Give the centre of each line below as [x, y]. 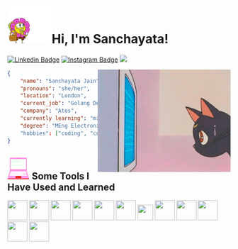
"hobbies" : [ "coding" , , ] [109, 133]
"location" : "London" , [53, 96]
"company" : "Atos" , [49, 111]
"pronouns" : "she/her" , [55, 88]
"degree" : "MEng [44, 126]
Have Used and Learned [61, 187]
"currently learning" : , [80, 118]
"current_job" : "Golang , [74, 104]
